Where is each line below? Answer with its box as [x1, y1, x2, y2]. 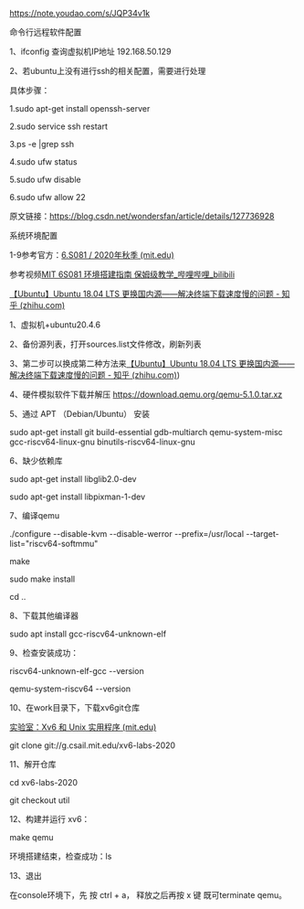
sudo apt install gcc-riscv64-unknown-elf [9, 628, 167, 639]
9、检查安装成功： [9, 647, 79, 658]
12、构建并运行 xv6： [9, 814, 90, 824]
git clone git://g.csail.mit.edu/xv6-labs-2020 [9, 740, 176, 751]
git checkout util [9, 795, 70, 806]
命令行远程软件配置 [9, 27, 82, 37]
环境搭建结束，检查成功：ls [9, 850, 112, 861]
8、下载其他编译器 [9, 610, 79, 621]
